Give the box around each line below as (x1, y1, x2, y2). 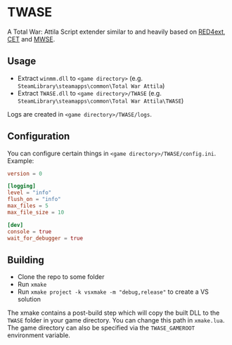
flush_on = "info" (7, 196, 61, 203)
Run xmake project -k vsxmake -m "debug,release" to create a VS (17, 287, 210, 296)
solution (17, 295, 41, 304)
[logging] (7, 183, 37, 190)
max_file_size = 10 (7, 209, 65, 216)
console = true (7, 228, 52, 235)
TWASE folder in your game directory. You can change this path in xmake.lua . (7, 316, 225, 325)
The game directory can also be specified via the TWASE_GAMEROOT (7, 324, 195, 332)
